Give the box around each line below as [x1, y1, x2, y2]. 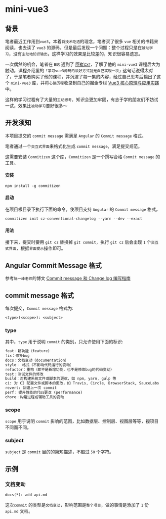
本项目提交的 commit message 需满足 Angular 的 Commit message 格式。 [5, 133, 147, 139]
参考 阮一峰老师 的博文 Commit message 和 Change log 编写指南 [5, 276, 131, 282]
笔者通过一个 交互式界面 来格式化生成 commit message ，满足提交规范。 [5, 143, 142, 149]
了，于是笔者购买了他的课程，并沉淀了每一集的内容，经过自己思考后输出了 [5, 74, 157, 80]
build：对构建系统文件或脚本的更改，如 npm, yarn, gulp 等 [5, 376, 117, 381]
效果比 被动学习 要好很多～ [18, 103, 68, 108]
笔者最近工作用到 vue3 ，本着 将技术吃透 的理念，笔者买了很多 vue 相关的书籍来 [5, 39, 159, 44]
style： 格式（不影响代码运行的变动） [5, 362, 74, 367]
